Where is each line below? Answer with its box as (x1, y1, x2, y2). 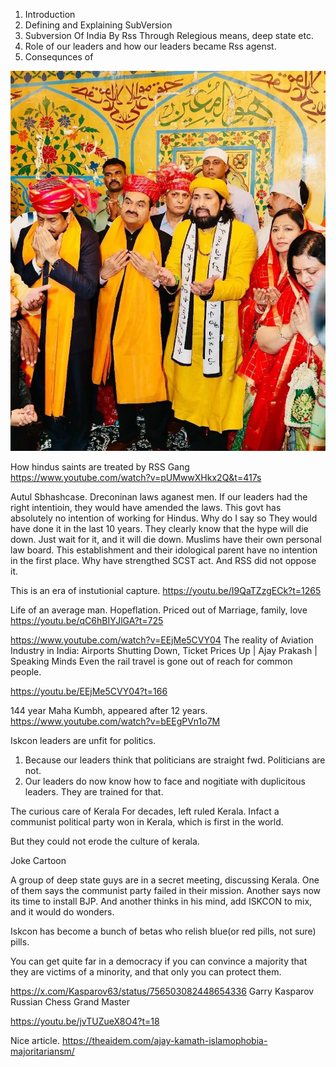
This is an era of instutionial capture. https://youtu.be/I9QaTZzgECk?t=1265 (10, 584, 322, 596)
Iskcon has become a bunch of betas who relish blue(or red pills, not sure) (10, 925, 317, 937)
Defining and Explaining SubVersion (24, 19, 173, 31)
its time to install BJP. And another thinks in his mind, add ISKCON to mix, (10, 895, 313, 907)
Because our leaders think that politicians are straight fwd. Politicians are (24, 754, 326, 766)
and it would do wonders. (10, 905, 115, 918)
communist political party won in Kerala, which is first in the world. (10, 815, 284, 828)
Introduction (24, 9, 76, 20)
